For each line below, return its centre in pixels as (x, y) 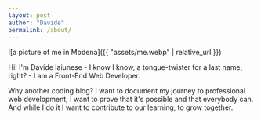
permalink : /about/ (40, 30)
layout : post (29, 15)
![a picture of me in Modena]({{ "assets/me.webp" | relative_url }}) (115, 53)
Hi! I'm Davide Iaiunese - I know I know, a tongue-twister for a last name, (125, 67)
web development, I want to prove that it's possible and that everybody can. (131, 100)
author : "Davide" (36, 23)
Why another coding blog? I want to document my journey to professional (127, 91)
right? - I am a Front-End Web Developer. (74, 76)
